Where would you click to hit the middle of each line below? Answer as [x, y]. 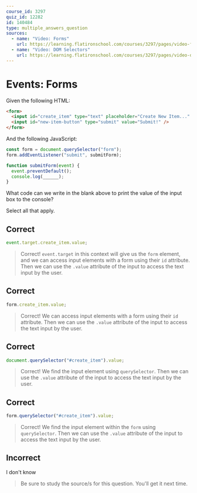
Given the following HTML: [38, 100]
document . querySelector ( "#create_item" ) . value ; [65, 360]
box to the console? [30, 200]
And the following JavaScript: [42, 139]
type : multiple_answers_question [47, 28]
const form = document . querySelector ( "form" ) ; [64, 150]
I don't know [21, 472]
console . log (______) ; [38, 177]
